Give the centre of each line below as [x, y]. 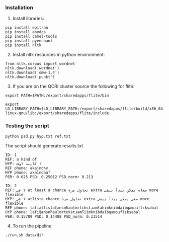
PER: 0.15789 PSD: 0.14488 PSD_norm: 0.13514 [54, 216]
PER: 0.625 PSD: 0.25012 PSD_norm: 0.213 [49, 177]
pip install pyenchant [29, 41]
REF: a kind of [21, 159]
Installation [19, 8]
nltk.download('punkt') [30, 77]
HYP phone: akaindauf [28, 173]
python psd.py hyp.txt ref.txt [38, 136]
